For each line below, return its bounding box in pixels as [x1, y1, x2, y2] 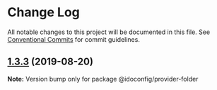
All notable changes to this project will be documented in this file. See [7, 28, 211, 36]
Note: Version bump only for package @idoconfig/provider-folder [7, 74, 199, 83]
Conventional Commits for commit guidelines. [7, 35, 140, 43]
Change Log [7, 4, 80, 21]
